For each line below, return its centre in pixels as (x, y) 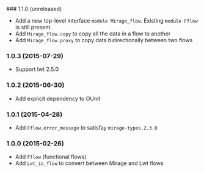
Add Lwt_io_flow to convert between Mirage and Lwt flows (89, 163)
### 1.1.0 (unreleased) (34, 9)
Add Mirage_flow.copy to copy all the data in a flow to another (93, 34)
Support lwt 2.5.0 (37, 69)
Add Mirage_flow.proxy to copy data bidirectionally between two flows (104, 40)
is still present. (33, 27)
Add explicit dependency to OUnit (58, 98)
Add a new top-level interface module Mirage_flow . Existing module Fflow (107, 20)
